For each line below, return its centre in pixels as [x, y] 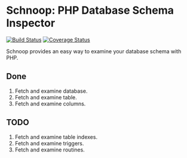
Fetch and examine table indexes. [56, 137]
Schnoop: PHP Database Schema [90, 10]
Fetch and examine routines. [50, 150]
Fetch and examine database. [51, 91]
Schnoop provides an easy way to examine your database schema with [94, 51]
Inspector [31, 23]
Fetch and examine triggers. [49, 143]
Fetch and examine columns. [50, 104]
